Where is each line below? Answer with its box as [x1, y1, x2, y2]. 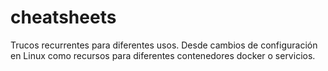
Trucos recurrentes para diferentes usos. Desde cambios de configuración [10, 39, 318, 51]
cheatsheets [10, 6, 117, 29]
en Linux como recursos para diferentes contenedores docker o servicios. [10, 49, 316, 61]
